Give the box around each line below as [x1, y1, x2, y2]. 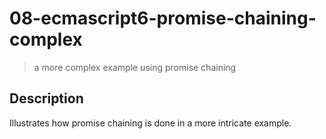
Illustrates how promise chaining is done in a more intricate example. [9, 117, 292, 129]
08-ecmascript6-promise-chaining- [9, 7, 317, 30]
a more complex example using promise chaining [33, 61, 237, 73]
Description [9, 90, 84, 107]
